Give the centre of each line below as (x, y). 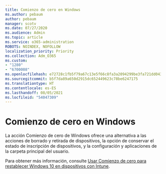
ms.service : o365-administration (40, 42)
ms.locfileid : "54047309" (32, 97)
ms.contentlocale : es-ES (31, 88)
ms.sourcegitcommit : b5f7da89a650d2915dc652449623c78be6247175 (72, 79)
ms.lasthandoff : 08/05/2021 (34, 93)
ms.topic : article (24, 38)
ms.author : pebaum (24, 14)
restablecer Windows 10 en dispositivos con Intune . (58, 166)
